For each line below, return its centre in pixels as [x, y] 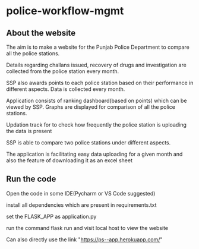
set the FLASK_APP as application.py [51, 216]
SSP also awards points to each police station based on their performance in [100, 83]
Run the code [31, 179]
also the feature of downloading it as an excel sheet [69, 160]
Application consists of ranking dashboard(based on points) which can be [97, 100]
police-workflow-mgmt [65, 11]
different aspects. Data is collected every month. [66, 89]
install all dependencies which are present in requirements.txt [81, 205]
